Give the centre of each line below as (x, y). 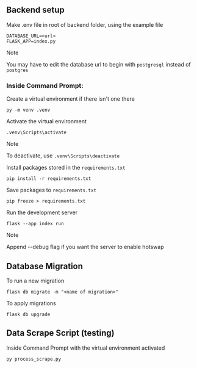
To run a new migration (35, 281)
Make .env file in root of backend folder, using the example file (85, 24)
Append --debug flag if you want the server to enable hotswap (85, 247)
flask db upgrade (28, 314)
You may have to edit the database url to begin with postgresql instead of (99, 64)
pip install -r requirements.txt (49, 179)
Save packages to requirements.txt (51, 190)
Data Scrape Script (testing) (60, 333)
